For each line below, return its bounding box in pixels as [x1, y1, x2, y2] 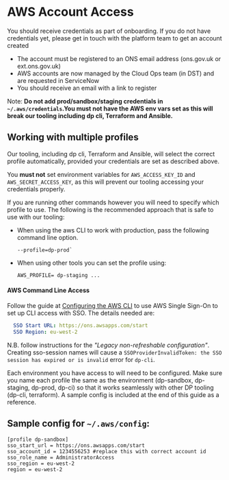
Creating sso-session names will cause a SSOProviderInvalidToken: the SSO [7, 348, 222, 357]
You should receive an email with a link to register [16, 84, 157, 92]
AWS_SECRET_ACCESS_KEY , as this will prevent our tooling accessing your [7, 178, 204, 186]
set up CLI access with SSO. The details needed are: [7, 309, 155, 317]
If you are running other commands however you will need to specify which [7, 198, 219, 206]
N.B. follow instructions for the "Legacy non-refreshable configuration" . [7, 341, 210, 349]
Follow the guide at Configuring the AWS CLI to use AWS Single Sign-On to [7, 301, 219, 309]
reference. [7, 398, 36, 406]
